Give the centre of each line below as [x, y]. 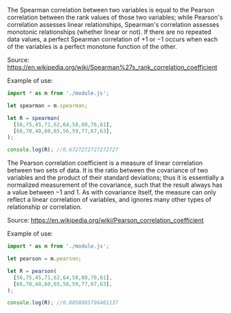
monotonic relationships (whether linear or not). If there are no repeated [109, 32]
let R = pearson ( [32, 271]
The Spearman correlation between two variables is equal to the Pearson [111, 10]
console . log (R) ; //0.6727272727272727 [63, 150]
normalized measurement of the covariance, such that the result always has [115, 185]
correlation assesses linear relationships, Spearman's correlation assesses [113, 24]
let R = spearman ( [33, 118]
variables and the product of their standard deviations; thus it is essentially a [115, 178]
